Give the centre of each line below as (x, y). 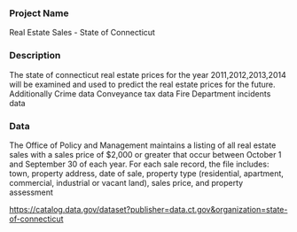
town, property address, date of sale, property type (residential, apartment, (146, 173)
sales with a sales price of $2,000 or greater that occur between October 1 (145, 154)
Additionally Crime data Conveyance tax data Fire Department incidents (140, 93)
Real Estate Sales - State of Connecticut (82, 33)
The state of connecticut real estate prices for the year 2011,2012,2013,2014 (148, 74)
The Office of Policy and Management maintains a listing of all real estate (143, 145)
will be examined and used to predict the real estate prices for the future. (143, 84)
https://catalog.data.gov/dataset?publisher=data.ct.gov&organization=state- (148, 209)
